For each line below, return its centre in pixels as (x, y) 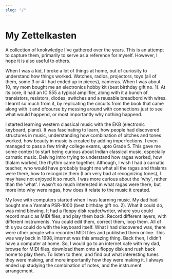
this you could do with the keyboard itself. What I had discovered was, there (85, 227)
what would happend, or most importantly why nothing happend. (74, 114)
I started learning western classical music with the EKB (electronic (75, 124)
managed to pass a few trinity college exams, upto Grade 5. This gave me (83, 146)
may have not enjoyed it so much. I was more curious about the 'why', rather (86, 179)
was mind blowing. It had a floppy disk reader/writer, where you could (79, 211)
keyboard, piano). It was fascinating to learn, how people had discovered (82, 129)
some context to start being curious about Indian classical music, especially (85, 152)
